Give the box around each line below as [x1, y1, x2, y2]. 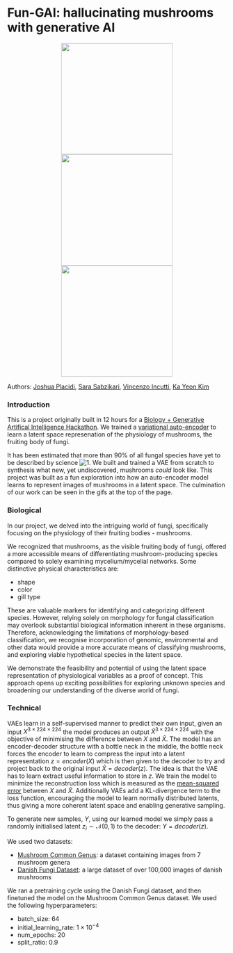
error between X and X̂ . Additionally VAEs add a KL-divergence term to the [7, 787, 221, 795]
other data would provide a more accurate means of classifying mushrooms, [7, 643, 226, 651]
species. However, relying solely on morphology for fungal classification [7, 613, 214, 621]
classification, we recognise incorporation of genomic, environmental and [7, 635, 218, 644]
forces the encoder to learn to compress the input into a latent [7, 749, 186, 758]
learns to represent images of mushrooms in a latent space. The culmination [7, 481, 226, 489]
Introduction [7, 400, 50, 409]
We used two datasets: [7, 838, 73, 846]
